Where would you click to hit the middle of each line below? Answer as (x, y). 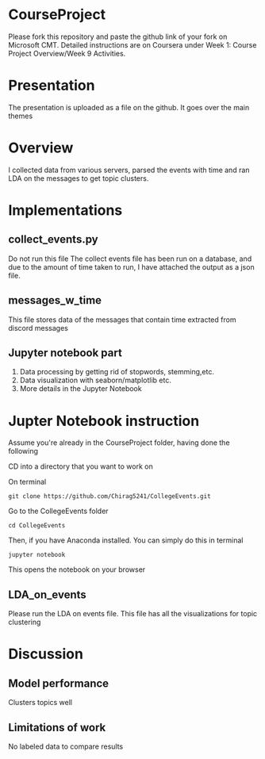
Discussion (46, 654)
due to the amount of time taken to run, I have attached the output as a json (132, 266)
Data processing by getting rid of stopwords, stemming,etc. (117, 372)
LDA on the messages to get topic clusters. (79, 178)
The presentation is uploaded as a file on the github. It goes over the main (129, 107)
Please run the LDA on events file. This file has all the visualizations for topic (133, 614)
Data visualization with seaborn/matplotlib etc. (96, 380)
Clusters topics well (40, 703)
